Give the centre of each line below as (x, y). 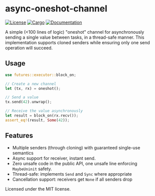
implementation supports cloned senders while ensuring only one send (77, 42)
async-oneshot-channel (56, 9)
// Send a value (22, 97)
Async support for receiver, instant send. (54, 158)
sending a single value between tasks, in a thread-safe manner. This (75, 37)
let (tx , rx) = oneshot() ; (33, 88)
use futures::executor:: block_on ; (41, 75)
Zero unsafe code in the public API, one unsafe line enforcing (75, 163)
